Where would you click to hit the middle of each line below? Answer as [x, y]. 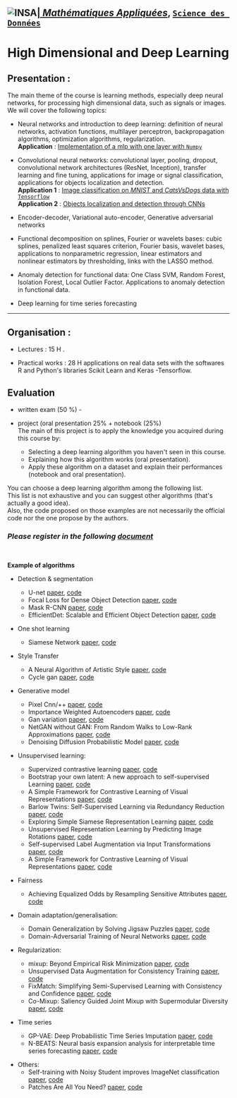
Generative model [43, 691]
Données [24, 23]
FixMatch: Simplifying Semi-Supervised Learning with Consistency [125, 986]
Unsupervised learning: [51, 756]
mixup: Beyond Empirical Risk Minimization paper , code [109, 964]
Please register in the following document [80, 536]
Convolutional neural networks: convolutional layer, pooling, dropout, [117, 160]
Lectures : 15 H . [41, 349]
